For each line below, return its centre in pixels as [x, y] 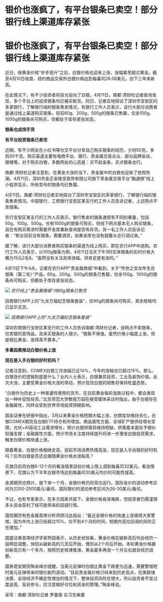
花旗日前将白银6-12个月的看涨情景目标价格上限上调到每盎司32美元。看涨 [78, 466]
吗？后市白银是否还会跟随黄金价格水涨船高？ [50, 456]
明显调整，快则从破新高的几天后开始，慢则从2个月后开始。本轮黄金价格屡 [82, 544]
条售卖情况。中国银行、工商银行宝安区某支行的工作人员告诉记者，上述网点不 [81, 201]
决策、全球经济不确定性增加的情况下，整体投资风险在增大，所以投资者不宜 [79, 578]
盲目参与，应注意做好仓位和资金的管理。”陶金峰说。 [73, 585]
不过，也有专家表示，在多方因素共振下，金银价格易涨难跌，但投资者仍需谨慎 [81, 499]
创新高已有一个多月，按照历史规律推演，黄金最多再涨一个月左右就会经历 [77, 550]
